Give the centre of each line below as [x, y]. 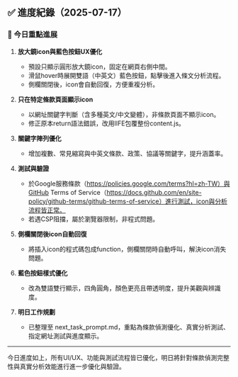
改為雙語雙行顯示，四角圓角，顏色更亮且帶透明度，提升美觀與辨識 [124, 288]
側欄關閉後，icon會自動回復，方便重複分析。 [93, 84]
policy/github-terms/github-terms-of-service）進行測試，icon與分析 [128, 201]
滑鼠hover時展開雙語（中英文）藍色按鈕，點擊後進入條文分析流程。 [126, 75]
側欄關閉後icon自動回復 [52, 234]
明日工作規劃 [36, 312]
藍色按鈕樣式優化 [42, 273]
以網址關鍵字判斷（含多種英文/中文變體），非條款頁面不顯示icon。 [124, 114]
